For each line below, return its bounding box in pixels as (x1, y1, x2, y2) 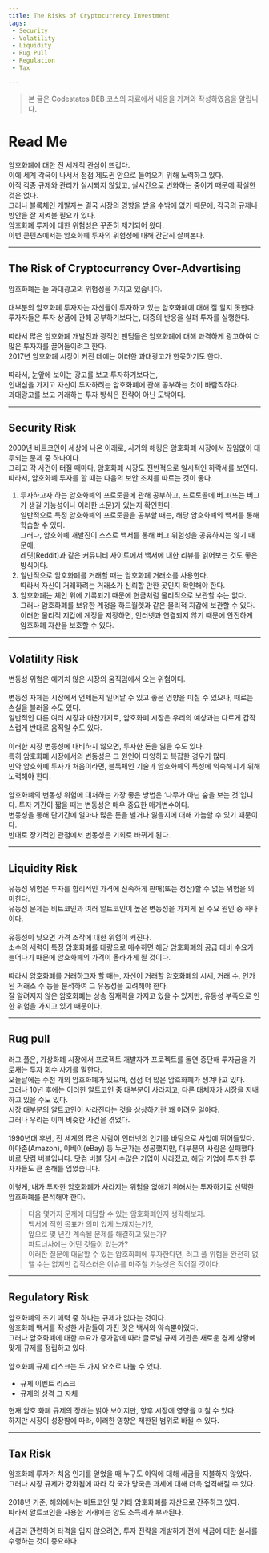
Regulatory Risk (8, 1291, 90, 1304)
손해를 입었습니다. (44, 1163, 101, 1173)
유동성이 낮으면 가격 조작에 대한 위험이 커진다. (8, 932, 152, 942)
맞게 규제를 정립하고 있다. (8, 1343, 88, 1352)
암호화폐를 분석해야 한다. (8, 1192, 86, 1202)
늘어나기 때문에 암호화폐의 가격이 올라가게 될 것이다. (8, 952, 171, 962)
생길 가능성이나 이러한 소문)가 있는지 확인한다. (28, 501, 173, 510)
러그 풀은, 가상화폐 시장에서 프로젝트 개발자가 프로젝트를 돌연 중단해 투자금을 (8, 1054, 248, 1064)
